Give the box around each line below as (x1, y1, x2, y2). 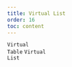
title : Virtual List (7, 10, 67, 17)
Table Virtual (7, 49, 46, 55)
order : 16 (7, 16, 36, 23)
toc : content (7, 23, 45, 29)
